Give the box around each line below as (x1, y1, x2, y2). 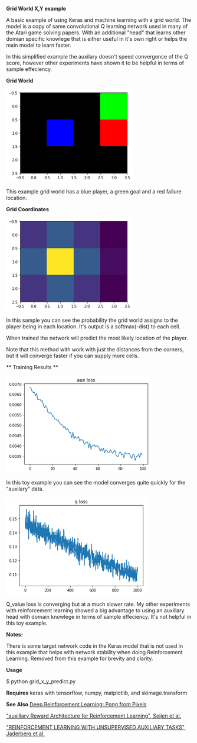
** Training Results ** (6, 364, 59, 370)
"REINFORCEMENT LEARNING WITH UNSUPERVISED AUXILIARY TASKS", (6, 724, 186, 731)
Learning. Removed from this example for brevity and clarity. (6, 655, 153, 662)
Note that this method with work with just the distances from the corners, (6, 346, 184, 353)
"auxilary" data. (6, 485, 44, 492)
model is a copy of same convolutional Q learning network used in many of (6, 23, 188, 30)
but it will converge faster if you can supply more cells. (6, 352, 139, 359)
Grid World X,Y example (6, 5, 67, 12)
